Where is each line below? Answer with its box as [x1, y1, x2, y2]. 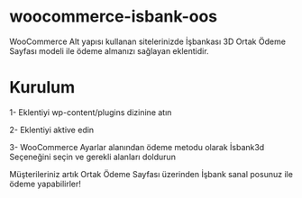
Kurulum [9, 77, 76, 98]
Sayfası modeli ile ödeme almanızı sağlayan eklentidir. [9, 45, 209, 56]
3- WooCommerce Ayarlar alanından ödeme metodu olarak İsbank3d [9, 141, 265, 152]
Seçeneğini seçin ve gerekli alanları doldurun [9, 151, 176, 162]
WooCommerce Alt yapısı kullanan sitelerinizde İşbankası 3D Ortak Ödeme [9, 36, 287, 47]
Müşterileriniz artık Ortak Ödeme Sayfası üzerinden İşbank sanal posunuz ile [9, 168, 293, 179]
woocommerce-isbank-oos [9, 6, 218, 27]
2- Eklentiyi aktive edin [9, 124, 95, 135]
